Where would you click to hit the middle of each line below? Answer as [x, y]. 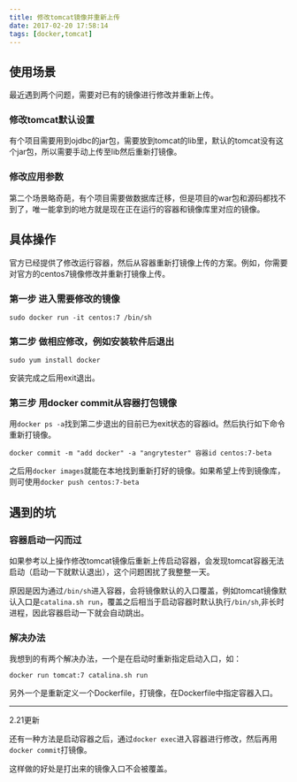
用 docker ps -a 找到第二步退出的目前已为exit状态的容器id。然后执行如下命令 [147, 424]
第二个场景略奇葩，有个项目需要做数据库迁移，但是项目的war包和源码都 [140, 198]
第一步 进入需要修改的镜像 [65, 299]
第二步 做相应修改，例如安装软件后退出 [92, 341]
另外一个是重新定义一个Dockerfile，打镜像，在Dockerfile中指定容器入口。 [144, 693]
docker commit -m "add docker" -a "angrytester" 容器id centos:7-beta [141, 453]
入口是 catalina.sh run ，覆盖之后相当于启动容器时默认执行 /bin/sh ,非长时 [150, 602]
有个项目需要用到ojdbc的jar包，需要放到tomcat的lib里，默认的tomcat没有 [143, 141]
